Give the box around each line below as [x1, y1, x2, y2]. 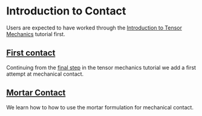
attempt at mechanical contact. [6, 70, 84, 78]
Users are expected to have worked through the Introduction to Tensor [6, 24, 183, 31]
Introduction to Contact [6, 4, 126, 18]
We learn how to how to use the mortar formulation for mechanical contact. [6, 103, 194, 111]
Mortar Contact [6, 88, 66, 98]
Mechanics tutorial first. [6, 30, 65, 37]
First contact [6, 48, 56, 58]
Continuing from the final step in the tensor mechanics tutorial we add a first [6, 64, 197, 71]
